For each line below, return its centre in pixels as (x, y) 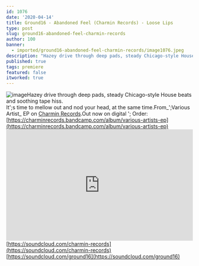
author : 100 (21, 39)
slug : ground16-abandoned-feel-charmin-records (66, 34)
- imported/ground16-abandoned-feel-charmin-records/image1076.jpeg (98, 50)
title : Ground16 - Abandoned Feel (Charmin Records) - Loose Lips (90, 23)
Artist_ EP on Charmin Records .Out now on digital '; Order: (77, 114)
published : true (26, 61)
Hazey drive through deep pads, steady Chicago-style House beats (109, 95)
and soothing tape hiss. (35, 101)
